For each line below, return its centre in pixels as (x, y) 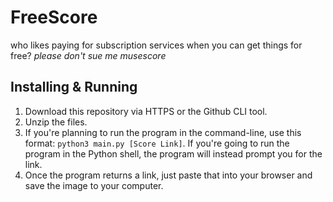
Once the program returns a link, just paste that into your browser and (168, 175)
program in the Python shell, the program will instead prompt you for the (173, 153)
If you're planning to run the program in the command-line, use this (163, 132)
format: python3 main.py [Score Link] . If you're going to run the (157, 143)
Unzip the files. (56, 122)
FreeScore (54, 17)
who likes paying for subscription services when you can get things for (156, 45)
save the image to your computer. (94, 185)
